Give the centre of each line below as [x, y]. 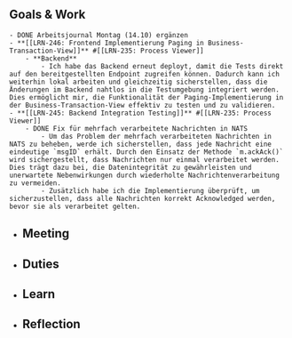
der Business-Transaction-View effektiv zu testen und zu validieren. [142, 105]
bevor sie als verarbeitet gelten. [75, 206]
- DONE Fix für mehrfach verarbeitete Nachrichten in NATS [137, 128]
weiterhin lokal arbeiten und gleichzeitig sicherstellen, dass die [138, 82]
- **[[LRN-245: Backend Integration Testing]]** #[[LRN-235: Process [141, 113]
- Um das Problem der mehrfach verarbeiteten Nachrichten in [157, 136]
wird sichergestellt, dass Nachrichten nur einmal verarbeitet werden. [144, 159]
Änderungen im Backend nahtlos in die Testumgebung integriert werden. [144, 89]
